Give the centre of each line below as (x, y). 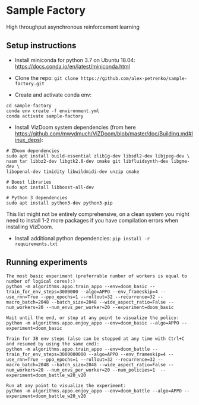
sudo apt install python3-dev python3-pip (59, 203)
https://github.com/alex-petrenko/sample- (134, 78)
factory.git (29, 84)
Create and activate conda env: (53, 95)
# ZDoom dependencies (33, 151)
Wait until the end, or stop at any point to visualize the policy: (93, 318)
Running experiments (47, 262)
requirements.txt (36, 244)
